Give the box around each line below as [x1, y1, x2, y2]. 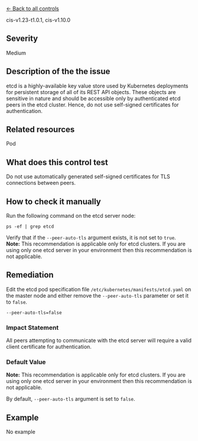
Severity [6, 34, 38, 44]
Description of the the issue [6, 66, 111, 76]
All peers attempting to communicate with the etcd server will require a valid [6, 337, 192, 344]
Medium [6, 49, 27, 56]
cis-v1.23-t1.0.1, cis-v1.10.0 [6, 17, 71, 23]
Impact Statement [6, 323, 59, 331]
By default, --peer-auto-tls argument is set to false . [6, 395, 135, 403]
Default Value [6, 358, 46, 366]
